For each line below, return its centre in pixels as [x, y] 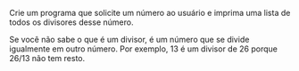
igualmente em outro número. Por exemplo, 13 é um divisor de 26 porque [144, 49]
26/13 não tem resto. [47, 58]
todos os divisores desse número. [71, 22]
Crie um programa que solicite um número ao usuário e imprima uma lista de [150, 13]
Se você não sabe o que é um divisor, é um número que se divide [129, 39]
